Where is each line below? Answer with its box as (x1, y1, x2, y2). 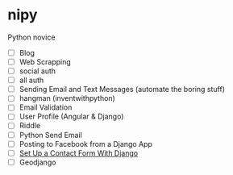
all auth (19, 75, 44, 85)
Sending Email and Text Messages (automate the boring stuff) (19, 85, 226, 94)
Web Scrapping (19, 57, 72, 66)
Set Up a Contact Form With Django (19, 148, 139, 158)
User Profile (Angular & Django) (19, 111, 124, 122)
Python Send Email (19, 130, 82, 140)
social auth (19, 66, 56, 76)
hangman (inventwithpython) (19, 94, 116, 103)
